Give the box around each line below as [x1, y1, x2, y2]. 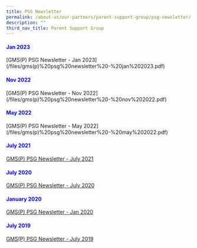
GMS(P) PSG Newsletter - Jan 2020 [6, 208, 93, 216]
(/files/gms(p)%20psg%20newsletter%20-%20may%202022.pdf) [6, 128, 168, 136]
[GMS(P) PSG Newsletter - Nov [6, 89, 82, 96]
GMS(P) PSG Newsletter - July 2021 [6, 155, 94, 162]
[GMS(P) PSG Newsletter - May [6, 122, 83, 129]
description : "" [6, 19, 46, 25]
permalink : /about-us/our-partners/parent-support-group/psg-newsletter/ [6, 14, 192, 20]
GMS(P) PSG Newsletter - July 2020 [6, 182, 95, 189]
